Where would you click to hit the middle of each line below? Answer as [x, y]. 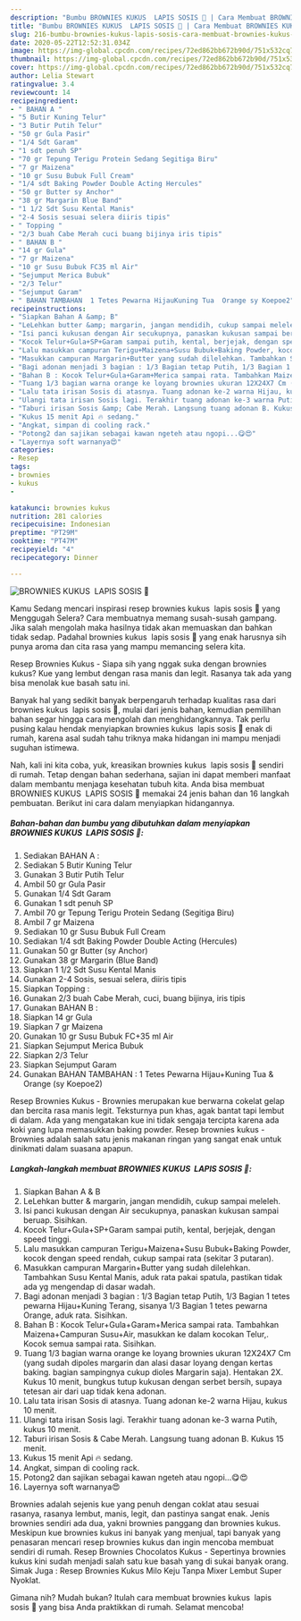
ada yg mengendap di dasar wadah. [89, 1286]
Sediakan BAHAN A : [61, 855]
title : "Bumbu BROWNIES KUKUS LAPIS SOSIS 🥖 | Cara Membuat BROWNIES [144, 26]
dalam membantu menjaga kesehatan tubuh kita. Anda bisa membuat [138, 784]
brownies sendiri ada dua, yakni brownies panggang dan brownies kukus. [146, 1523]
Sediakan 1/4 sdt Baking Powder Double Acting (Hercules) [130, 941]
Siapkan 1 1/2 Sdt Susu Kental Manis [90, 969]
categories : [32, 450]
